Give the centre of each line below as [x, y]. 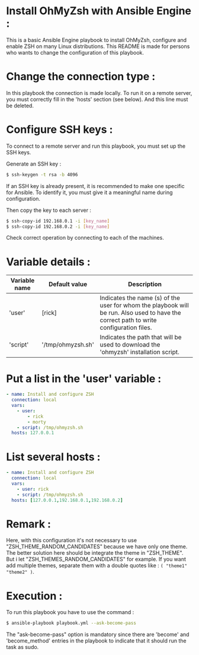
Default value [68, 284]
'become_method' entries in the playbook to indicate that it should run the [96, 641]
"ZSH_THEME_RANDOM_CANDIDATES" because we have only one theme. [97, 546]
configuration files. [126, 327]
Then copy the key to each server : [49, 210]
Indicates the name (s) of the [140, 298]
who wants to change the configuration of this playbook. [75, 52]
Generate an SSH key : [34, 164]
